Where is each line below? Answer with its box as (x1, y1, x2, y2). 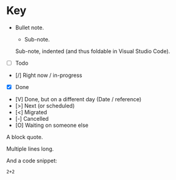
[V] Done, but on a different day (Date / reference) (15, 96, 142, 103)
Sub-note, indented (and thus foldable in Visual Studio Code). (15, 47, 170, 55)
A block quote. (6, 134, 43, 141)
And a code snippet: (6, 157, 57, 165)
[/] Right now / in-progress (15, 71, 82, 79)
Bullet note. (15, 24, 45, 31)
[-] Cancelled (15, 115, 49, 123)
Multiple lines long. (6, 145, 54, 153)
